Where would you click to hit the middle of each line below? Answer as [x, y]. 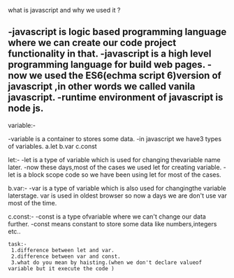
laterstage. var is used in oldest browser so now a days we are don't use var [118, 196]
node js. [26, 109]
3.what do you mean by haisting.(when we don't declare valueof [106, 262]
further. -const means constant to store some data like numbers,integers [112, 224]
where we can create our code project [92, 43]
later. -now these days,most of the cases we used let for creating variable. [115, 167]
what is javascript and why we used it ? [64, 10]
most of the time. [32, 203]
